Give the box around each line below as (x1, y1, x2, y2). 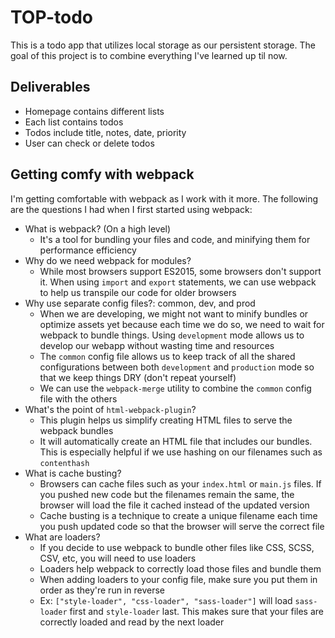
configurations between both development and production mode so (39, 361, 315, 373)
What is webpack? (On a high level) (24, 222, 172, 235)
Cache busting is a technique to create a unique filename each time (39, 509, 318, 521)
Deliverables (10, 79, 91, 96)
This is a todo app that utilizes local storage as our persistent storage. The (10, 39, 316, 51)
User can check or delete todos (24, 137, 155, 149)
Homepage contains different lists (24, 105, 165, 117)
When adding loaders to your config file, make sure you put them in (39, 573, 318, 585)
